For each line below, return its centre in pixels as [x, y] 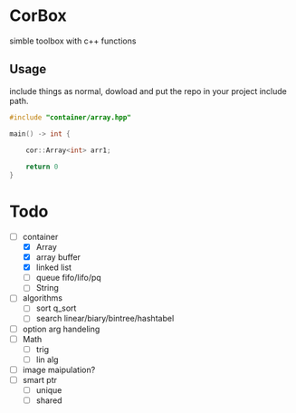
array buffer [58, 257]
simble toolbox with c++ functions [73, 41]
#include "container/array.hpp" [70, 117]
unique [49, 389]
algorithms [43, 298]
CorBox [38, 16]
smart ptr [39, 379]
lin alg [47, 360]
